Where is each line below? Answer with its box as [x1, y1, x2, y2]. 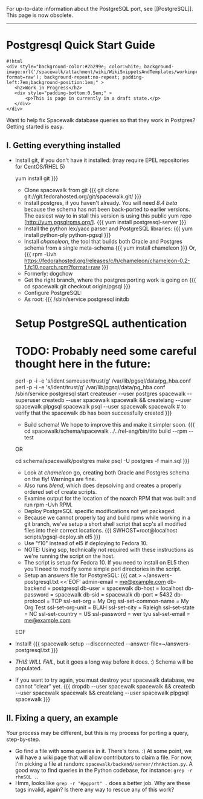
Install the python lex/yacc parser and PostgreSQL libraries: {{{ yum [24, 225, 193, 232]
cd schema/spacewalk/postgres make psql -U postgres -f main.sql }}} [14, 457, 190, 464]
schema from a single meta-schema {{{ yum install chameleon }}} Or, [24, 244, 196, 251]
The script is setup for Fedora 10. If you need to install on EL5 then [24, 558, 190, 566]
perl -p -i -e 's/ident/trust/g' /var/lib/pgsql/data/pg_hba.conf [14, 383, 166, 390]
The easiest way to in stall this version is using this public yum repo [24, 212, 192, 219]
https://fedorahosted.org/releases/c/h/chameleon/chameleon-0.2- [24, 257, 190, 264]
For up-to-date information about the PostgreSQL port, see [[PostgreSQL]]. [6, 5, 193, 12]
